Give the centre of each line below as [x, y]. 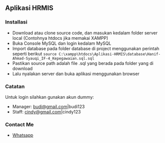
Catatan [15, 86]
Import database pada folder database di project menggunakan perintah [86, 48]
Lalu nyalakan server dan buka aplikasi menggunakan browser [76, 74]
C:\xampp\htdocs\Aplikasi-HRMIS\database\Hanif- [109, 54]
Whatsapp [23, 135]
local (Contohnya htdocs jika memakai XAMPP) [60, 38]
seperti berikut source [34, 54]
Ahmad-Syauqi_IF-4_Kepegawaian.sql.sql [53, 58]
